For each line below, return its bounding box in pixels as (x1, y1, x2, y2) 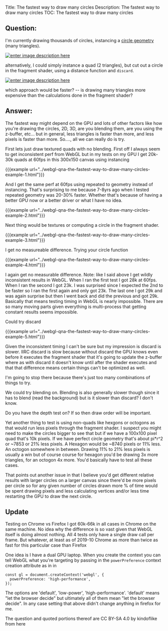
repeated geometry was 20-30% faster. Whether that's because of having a (5, 192, 162, 198)
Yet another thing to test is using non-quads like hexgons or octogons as (5, 419, 155, 425)
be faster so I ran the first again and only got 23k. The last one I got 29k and (5, 287, 163, 293)
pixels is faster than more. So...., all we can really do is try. (5, 136, 125, 142)
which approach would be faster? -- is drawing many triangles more (5, 87, 146, 93)
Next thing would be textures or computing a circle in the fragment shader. (5, 222, 159, 228)
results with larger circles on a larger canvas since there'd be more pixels (5, 477, 156, 483)
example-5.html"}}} (5, 334, 46, 340)
